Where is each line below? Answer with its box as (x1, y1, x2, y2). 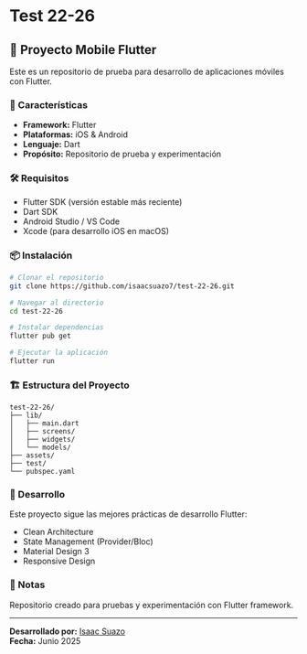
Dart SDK (22, 206, 58, 217)
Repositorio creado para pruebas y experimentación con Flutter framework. (9, 599, 294, 610)
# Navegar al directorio (9, 298, 104, 307)
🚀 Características (9, 98, 89, 111)
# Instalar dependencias (9, 323, 104, 332)
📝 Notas (9, 578, 46, 591)
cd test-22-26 (9, 306, 64, 316)
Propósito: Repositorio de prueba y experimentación (22, 148, 222, 160)
